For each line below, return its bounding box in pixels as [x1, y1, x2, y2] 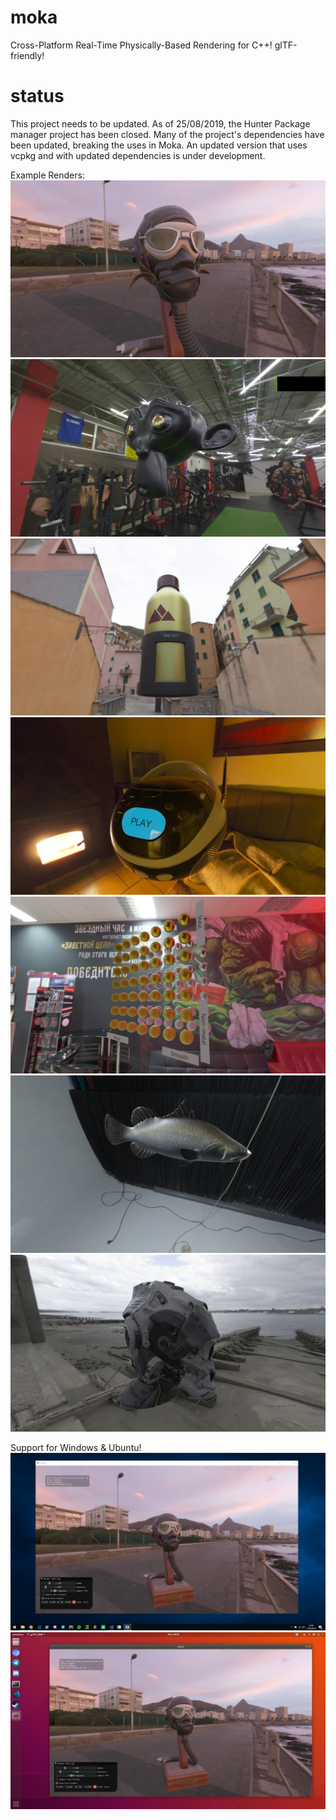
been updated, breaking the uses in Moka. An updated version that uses [10, 139, 308, 151]
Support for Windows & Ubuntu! [10, 1442, 142, 1454]
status [10, 85, 65, 108]
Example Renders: [10, 169, 85, 181]
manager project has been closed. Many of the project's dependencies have [10, 128, 325, 140]
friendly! [10, 49, 45, 61]
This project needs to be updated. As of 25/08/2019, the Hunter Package [10, 117, 311, 130]
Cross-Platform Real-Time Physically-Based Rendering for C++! [10, 39, 273, 51]
